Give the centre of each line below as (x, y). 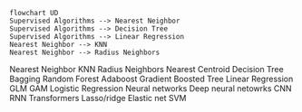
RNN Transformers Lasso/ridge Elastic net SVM (98, 98)
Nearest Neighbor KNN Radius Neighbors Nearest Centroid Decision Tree (146, 69)
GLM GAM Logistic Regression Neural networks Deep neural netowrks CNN (151, 89)
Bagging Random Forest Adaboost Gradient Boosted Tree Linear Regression (151, 79)
